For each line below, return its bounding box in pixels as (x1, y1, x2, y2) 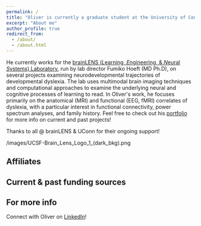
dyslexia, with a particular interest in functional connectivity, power (6, 103, 172, 110)
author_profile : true (6, 25, 60, 32)
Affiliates (6, 156, 41, 167)
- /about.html (11, 43, 47, 49)
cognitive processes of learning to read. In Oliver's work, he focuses (6, 91, 175, 98)
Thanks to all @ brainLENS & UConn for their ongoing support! (6, 127, 160, 135)
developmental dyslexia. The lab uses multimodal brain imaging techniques (6, 77, 191, 85)
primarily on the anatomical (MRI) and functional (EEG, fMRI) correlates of (6, 97, 188, 104)
